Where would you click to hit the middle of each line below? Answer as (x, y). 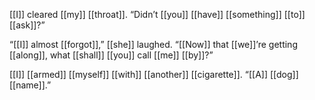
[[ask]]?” (27, 25)
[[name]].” (30, 85)
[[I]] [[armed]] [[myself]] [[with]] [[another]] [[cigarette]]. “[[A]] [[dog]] (154, 74)
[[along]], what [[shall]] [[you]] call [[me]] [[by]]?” (111, 55)
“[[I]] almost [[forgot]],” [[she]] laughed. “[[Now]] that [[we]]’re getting (153, 44)
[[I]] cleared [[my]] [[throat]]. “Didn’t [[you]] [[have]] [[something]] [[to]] (157, 14)
